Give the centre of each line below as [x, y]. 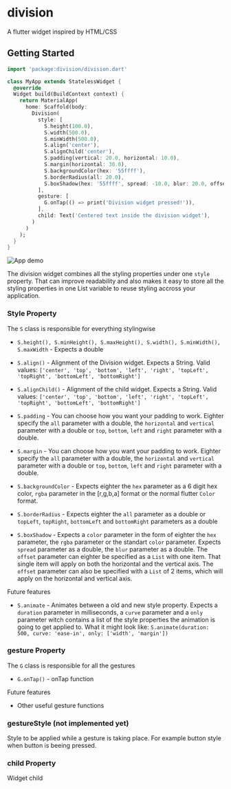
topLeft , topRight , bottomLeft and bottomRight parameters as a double [117, 521]
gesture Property [36, 650]
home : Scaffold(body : [56, 107]
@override [27, 88]
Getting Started [41, 53]
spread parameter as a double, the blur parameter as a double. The [112, 549]
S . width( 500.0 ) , [67, 133]
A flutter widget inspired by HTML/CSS [62, 32]
